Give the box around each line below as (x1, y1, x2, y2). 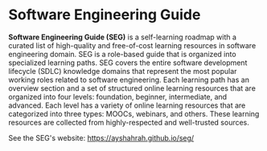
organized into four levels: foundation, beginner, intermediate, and (8, 92, 228, 101)
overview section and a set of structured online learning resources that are (8, 83, 256, 93)
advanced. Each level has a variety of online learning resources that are (8, 100, 246, 110)
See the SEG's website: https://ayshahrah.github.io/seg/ (8, 133, 195, 142)
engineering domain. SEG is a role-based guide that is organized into (8, 49, 236, 59)
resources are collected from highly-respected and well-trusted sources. (8, 117, 249, 127)
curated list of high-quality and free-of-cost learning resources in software (8, 40, 257, 50)
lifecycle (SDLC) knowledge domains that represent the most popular (8, 66, 237, 75)
